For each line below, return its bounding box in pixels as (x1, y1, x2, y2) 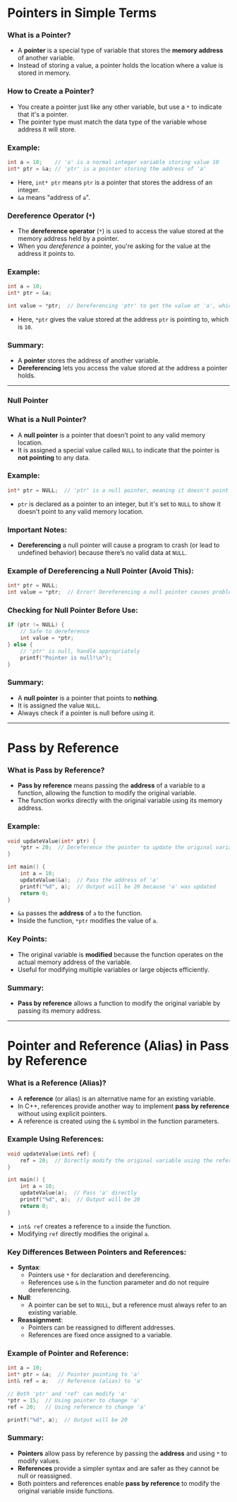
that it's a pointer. (17, 110, 68, 118)
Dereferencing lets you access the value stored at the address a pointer (17, 364, 228, 372)
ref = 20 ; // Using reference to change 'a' (7, 1403, 147, 1411)
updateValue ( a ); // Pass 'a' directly (20, 1190, 138, 1197)
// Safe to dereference (20, 628, 90, 635)
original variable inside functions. (17, 1486, 114, 1495)
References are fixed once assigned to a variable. (28, 1331, 173, 1339)
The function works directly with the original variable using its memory (17, 797, 223, 805)
